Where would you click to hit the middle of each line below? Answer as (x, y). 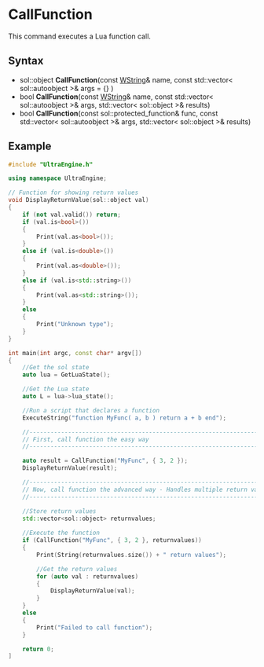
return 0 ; (38, 649)
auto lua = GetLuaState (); (66, 375)
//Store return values (59, 511)
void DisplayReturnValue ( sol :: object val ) (79, 200)
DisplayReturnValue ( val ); (92, 591)
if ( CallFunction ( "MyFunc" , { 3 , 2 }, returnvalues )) (112, 541)
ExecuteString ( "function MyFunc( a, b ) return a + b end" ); (124, 418)
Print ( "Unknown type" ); (75, 324)
